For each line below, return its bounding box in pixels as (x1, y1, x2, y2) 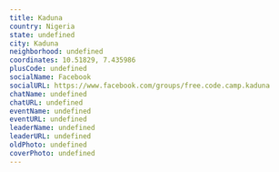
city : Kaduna (9, 38, 59, 48)
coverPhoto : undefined (9, 148, 95, 157)
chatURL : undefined (9, 97, 84, 107)
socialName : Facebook (9, 73, 92, 82)
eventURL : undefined (9, 115, 88, 124)
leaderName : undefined (9, 124, 95, 133)
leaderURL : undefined (9, 132, 92, 141)
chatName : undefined (9, 89, 88, 98)
